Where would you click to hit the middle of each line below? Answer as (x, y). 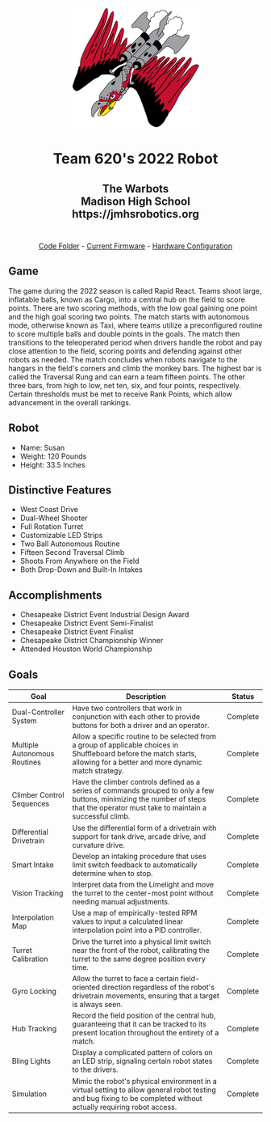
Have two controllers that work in (127, 708)
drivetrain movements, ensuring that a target (146, 995)
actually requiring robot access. (125, 1107)
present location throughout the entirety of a (146, 1033)
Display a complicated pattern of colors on (143, 1052)
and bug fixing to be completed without (138, 1098)
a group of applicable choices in (125, 745)
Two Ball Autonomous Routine (70, 544)
